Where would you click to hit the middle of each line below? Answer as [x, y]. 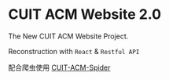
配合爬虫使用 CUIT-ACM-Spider [59, 67]
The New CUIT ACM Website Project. [68, 36]
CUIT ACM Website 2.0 [85, 15]
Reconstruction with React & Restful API [74, 51]
